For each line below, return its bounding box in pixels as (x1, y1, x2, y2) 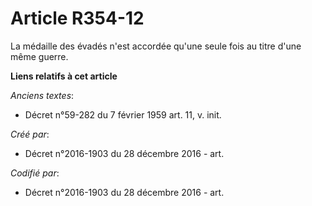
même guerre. (10, 50, 69, 62)
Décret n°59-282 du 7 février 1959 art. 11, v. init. (24, 108, 222, 121)
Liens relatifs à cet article (10, 70, 118, 82)
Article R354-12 (10, 7, 145, 30)
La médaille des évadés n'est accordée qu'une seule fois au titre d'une (10, 40, 302, 52)
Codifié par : (10, 167, 60, 179)
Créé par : (10, 128, 50, 140)
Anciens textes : (10, 89, 75, 101)
